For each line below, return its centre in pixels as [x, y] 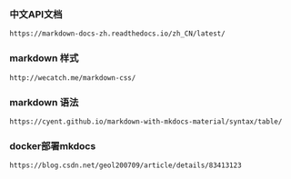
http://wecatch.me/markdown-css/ [73, 78]
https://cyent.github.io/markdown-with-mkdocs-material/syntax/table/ [146, 121]
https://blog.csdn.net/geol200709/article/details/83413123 [126, 165]
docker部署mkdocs [53, 145]
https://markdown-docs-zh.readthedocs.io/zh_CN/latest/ [117, 34]
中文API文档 [36, 14]
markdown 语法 [44, 102]
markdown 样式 [44, 58]
